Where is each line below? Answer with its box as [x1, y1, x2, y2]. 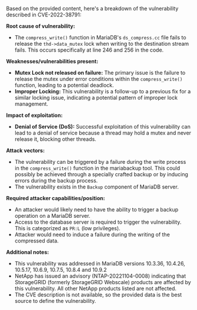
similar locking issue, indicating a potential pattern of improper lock [14, 94, 178, 101]
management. [14, 100, 49, 107]
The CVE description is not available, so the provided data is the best [14, 291, 182, 298]
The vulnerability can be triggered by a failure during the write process [14, 159, 186, 165]
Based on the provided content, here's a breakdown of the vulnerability [6, 5, 179, 12]
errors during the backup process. [14, 177, 98, 184]
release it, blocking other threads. [14, 136, 96, 143]
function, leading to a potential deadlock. [14, 82, 114, 89]
